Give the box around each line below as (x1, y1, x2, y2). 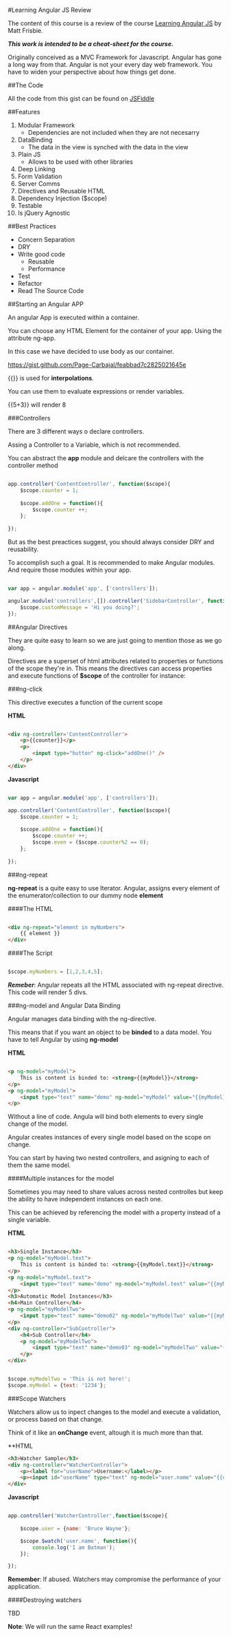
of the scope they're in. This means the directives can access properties (8, 664, 212, 672)
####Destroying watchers (8, 1596, 82, 1604)
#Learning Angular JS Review (8, 6, 92, 14)
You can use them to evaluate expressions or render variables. (8, 387, 184, 395)
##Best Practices (8, 222, 57, 230)
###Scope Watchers (8, 1394, 66, 1402)
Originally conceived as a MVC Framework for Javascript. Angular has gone (8, 53, 222, 61)
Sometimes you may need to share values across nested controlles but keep (8, 1188, 223, 1196)
